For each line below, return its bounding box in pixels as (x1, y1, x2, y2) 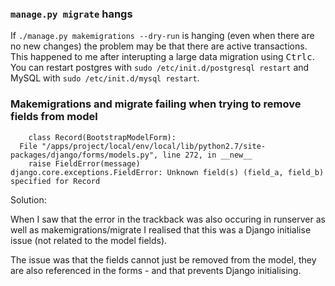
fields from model (10, 110, 98, 124)
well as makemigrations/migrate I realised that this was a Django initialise (10, 223, 312, 236)
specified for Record (10, 176, 101, 186)
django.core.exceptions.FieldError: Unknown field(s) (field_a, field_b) (10, 167, 325, 177)
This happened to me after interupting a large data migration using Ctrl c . (10, 51, 315, 63)
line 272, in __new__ (162, 150, 253, 160)
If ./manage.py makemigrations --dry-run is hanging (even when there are (10, 30, 315, 42)
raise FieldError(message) (28, 158, 141, 169)
